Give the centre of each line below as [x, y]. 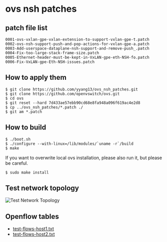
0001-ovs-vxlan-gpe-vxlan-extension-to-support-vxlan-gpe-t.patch [77, 39]
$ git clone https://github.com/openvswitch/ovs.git [63, 94]
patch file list [26, 28]
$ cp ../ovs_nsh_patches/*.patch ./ [44, 107]
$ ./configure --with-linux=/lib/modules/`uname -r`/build [69, 144]
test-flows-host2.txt [34, 234]
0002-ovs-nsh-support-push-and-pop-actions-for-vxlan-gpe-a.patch [77, 44]
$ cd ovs [15, 98]
